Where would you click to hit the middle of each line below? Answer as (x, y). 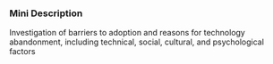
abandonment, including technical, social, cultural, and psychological (136, 42)
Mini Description (46, 13)
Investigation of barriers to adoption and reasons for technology (128, 33)
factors (22, 52)
